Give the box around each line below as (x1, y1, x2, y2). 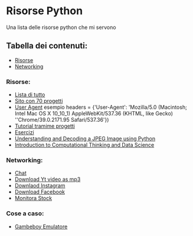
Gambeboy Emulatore (14, 223, 68, 230)
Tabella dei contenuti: (6, 41, 88, 51)
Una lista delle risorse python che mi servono (6, 24, 116, 31)
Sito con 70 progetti (14, 98, 63, 105)
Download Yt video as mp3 (14, 176, 81, 183)
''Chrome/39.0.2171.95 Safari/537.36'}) (14, 117, 109, 124)
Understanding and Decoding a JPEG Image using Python (14, 135, 155, 143)
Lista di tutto (14, 91, 45, 98)
